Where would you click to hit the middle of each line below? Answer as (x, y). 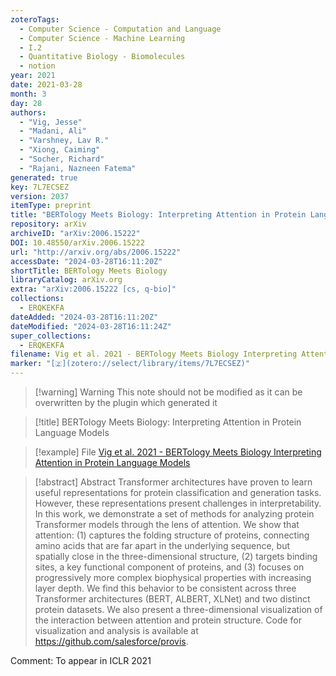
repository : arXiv (48, 224)
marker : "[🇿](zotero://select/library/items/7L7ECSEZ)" (130, 364)
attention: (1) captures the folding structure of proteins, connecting (172, 535)
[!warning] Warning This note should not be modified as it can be (168, 392)
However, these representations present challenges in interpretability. (178, 503)
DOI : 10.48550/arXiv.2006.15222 (77, 242)
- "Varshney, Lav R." (64, 141)
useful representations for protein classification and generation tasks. (178, 492)
